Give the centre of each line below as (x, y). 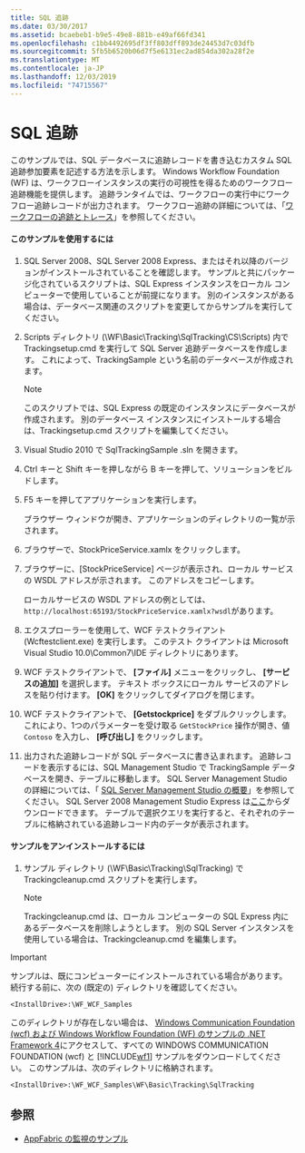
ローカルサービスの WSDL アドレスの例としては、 (117, 599)
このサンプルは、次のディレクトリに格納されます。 (123, 1068)
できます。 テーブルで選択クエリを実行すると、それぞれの (171, 812)
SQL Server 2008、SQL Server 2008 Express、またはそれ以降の (144, 260)
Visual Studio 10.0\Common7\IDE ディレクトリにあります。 (133, 652)
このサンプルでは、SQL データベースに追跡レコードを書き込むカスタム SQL (151, 160)
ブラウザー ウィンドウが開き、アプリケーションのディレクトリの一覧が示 (159, 519)
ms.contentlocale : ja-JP (57, 69)
